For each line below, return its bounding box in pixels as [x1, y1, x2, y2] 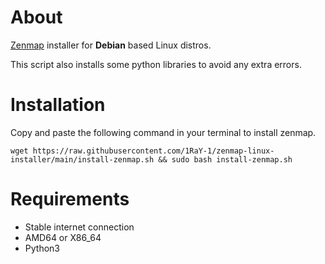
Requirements [10, 188, 130, 211]
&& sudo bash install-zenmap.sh [158, 154, 293, 165]
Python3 [24, 242, 60, 254]
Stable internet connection [24, 221, 135, 233]
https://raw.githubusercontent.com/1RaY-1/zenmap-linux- [32, 146, 275, 156]
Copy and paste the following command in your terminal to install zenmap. [10, 126, 317, 138]
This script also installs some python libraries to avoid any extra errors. [10, 58, 302, 70]
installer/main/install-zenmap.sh [10, 154, 155, 165]
